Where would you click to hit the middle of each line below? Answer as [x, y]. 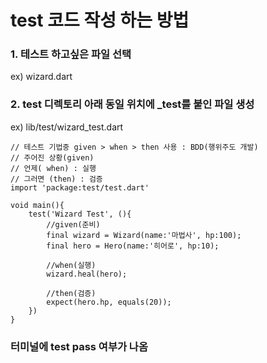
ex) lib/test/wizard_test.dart [67, 127]
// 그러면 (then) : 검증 [56, 179]
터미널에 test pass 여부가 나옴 [79, 346]
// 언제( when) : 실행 [53, 168]
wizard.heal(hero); [87, 274]
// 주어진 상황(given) [52, 157]
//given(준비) [73, 224]
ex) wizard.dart [41, 77]
